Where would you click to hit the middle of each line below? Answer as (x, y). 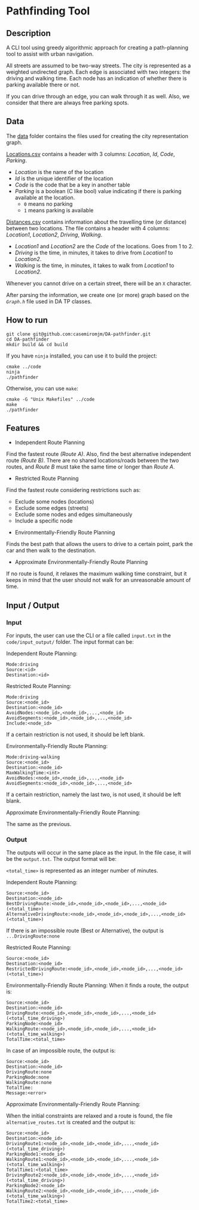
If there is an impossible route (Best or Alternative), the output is (85, 930)
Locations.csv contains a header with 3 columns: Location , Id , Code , (91, 154)
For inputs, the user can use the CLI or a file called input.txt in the (89, 636)
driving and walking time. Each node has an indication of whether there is (97, 78)
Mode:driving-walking (33, 757)
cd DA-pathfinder (28, 339)
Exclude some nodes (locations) (54, 502)
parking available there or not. (43, 85)
